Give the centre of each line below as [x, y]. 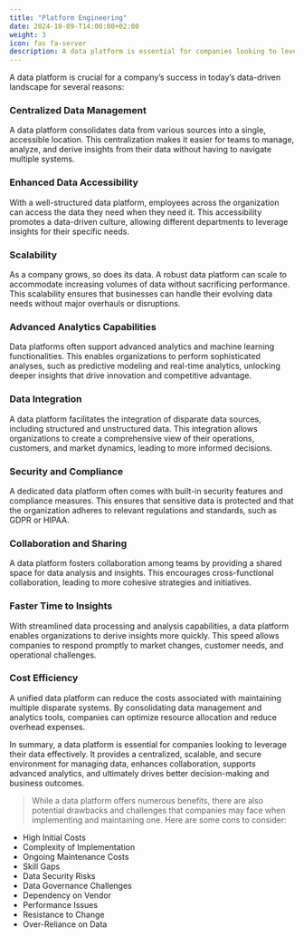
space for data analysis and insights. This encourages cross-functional [142, 573]
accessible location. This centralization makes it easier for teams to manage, [152, 140]
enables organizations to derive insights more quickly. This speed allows [144, 635]
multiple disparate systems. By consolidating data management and [136, 708]
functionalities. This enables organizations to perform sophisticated [135, 356]
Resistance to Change [63, 914]
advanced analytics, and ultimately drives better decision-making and [139, 773]
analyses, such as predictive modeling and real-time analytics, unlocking [145, 366]
